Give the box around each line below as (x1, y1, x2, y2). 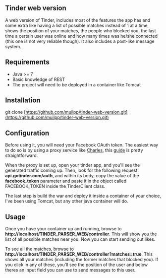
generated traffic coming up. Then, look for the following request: (5, 167, 139, 173)
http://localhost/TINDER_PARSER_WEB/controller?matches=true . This (5, 251, 153, 257)
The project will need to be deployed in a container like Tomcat (12, 81, 141, 87)
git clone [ (5, 109, 26, 115)
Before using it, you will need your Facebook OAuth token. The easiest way (5, 142, 159, 148)
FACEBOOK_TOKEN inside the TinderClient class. (5, 183, 106, 189)
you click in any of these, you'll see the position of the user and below (5, 262, 148, 268)
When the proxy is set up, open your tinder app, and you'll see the (5, 162, 140, 168)
